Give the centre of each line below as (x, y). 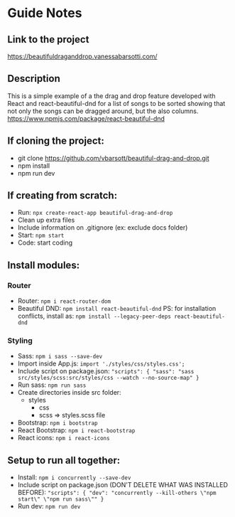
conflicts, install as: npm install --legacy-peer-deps (94, 316)
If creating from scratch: (62, 196)
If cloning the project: (56, 141)
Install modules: (44, 265)
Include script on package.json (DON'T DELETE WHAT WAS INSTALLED (123, 485)
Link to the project (48, 39)
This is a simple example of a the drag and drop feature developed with (111, 96)
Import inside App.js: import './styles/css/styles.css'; (101, 363)
